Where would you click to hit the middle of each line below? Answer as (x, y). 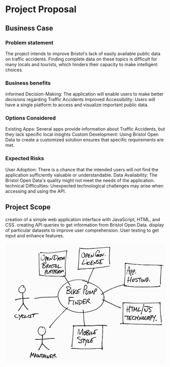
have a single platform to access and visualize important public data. (77, 105)
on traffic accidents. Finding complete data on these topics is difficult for (81, 59)
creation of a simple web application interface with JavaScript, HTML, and (83, 219)
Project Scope (28, 207)
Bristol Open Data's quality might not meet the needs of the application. (80, 180)
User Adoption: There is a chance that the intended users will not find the (82, 169)
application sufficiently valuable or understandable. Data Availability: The (81, 175)
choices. (14, 70)
